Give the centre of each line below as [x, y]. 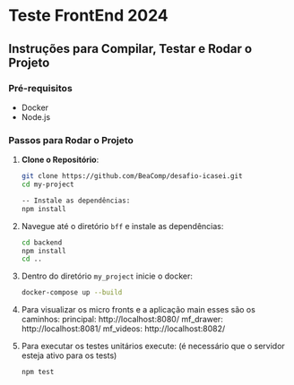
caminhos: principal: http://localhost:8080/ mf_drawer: [122, 320]
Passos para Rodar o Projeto [71, 140]
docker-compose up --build [72, 293]
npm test [38, 372]
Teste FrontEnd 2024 [89, 16]
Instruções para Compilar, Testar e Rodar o [130, 49]
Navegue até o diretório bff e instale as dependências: [122, 226]
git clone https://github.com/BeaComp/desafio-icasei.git [132, 176]
